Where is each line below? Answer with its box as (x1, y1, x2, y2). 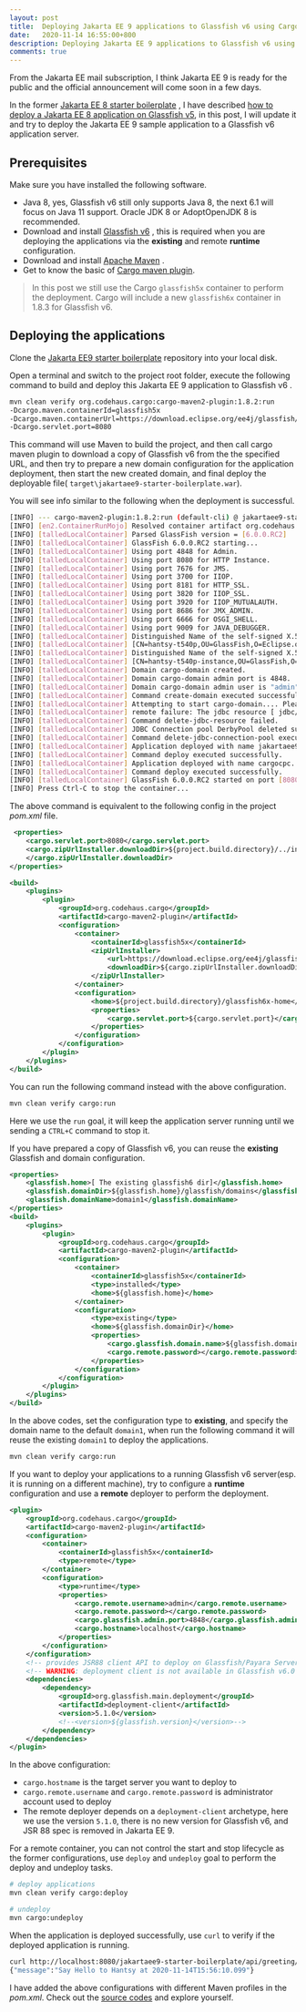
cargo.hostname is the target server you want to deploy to (22, 1777, 238, 1788)
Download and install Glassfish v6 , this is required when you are (22, 225, 266, 237)
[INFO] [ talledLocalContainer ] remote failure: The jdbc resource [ (9, 708, 275, 717)
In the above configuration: (9, 1760, 111, 1771)
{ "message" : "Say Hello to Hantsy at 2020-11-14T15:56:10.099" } (9, 1966, 255, 1975)
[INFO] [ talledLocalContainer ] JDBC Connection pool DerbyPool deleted (9, 725, 287, 734)
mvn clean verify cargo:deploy (9, 1888, 128, 1898)
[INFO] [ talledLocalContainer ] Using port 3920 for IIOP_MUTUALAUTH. (9, 598, 280, 607)
